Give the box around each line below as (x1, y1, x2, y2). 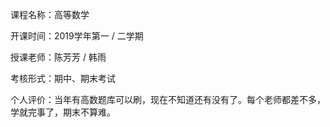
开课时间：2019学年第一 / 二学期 (10, 30, 144, 42)
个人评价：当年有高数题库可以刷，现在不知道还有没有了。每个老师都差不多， (10, 94, 326, 105)
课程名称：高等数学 (10, 9, 90, 20)
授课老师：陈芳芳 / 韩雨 (10, 51, 107, 63)
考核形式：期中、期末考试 (10, 73, 116, 84)
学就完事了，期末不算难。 (10, 106, 116, 118)
